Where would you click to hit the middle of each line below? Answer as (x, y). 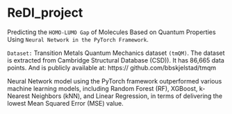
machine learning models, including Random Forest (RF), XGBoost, (102, 88)
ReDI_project (45, 13)
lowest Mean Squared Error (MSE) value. (65, 103)
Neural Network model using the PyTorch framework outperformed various (115, 81)
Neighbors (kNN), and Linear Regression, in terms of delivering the (127, 96)
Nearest (18, 96)
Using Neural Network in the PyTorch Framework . (78, 39)
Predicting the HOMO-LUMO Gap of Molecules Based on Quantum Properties (112, 32)
